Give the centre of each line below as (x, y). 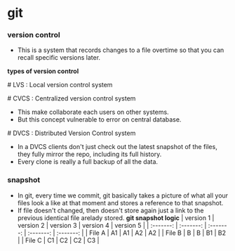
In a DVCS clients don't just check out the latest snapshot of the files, (117, 147)
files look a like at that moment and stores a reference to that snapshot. (120, 202)
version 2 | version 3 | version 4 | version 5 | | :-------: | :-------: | (112, 225)
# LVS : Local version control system (60, 85)
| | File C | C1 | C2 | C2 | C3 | (58, 240)
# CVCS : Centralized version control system (72, 98)
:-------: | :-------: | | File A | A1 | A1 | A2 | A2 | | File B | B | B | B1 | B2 (127, 233)
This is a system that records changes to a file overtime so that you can (121, 50)
